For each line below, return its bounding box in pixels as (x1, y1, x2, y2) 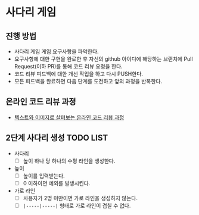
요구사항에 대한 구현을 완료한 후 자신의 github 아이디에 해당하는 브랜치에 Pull (14, 55, 193, 63)
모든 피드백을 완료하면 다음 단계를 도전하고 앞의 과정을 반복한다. (14, 78, 162, 85)
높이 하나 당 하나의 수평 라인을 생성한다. (23, 157, 116, 164)
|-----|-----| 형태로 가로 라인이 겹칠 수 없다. (23, 202, 131, 209)
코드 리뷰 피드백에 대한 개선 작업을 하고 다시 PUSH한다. (14, 70, 144, 77)
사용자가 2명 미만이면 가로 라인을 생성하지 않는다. (23, 194, 138, 201)
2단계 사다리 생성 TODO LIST (5, 133, 108, 143)
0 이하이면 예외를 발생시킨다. (23, 179, 91, 186)
